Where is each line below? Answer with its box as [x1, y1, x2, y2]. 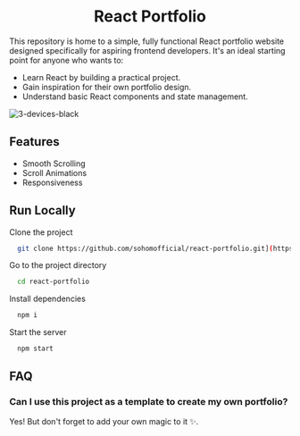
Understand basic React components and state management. [21, 91, 248, 102]
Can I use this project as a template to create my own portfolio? [9, 396, 288, 408]
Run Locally [9, 203, 76, 218]
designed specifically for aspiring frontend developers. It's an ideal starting [9, 45, 286, 55]
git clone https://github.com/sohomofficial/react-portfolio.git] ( [17, 244, 274, 253]
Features [9, 134, 60, 149]
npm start [17, 344, 54, 354]
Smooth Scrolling [21, 158, 87, 169]
